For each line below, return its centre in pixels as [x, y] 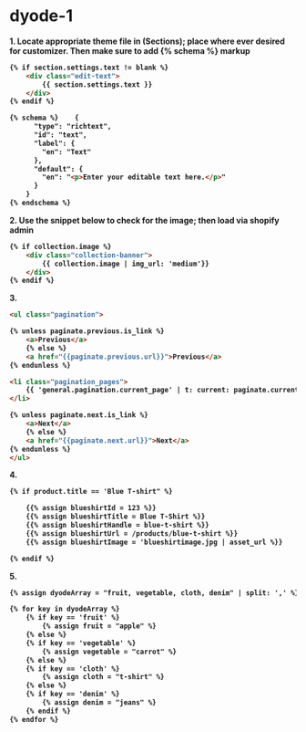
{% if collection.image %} [61, 246]
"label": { [54, 143]
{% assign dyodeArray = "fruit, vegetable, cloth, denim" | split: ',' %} [154, 593]
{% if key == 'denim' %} [73, 695]
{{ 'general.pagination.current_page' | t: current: [128, 390]
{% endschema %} [40, 203]
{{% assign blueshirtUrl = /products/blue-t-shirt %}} [132, 533]
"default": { [58, 169]
